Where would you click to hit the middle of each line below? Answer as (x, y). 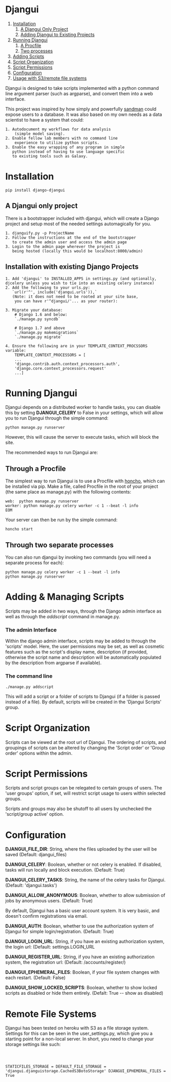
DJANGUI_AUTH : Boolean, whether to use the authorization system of (80, 926)
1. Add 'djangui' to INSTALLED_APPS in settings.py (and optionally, (81, 279)
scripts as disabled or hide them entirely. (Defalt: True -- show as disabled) (84, 993)
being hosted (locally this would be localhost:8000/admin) (78, 251)
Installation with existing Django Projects (72, 267)
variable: (16, 350)
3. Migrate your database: (34, 310)
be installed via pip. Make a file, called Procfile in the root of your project (82, 486)
